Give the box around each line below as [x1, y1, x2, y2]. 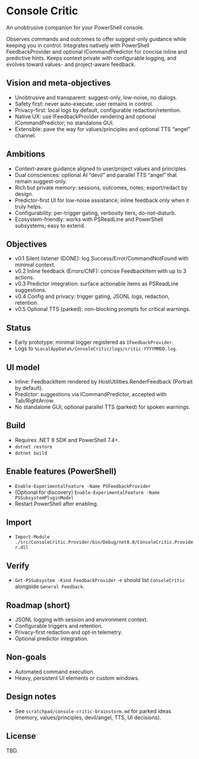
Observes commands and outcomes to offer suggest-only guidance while [6, 35, 187, 42]
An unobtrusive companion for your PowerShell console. [6, 24, 144, 31]
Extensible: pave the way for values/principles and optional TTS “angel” [14, 125, 191, 132]
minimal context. [14, 261, 56, 269]
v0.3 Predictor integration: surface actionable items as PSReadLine [14, 280, 179, 287]
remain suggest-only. [14, 178, 67, 185]
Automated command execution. [14, 668, 95, 675]
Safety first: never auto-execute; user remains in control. [14, 100, 153, 107]
